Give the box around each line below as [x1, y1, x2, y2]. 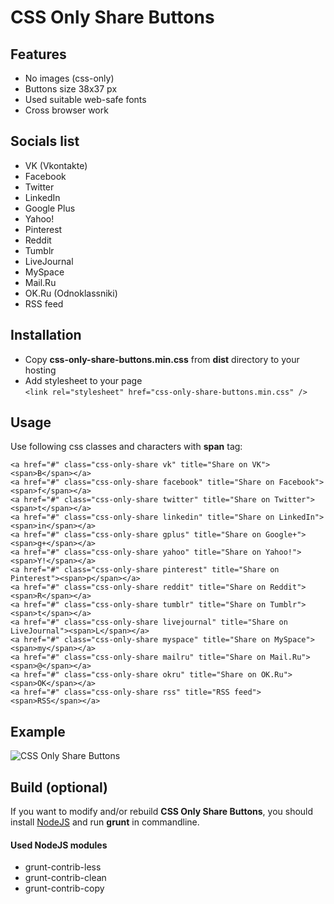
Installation [10, 327, 82, 344]
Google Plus [24, 202, 76, 214]
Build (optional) [10, 779, 108, 796]
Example [10, 723, 66, 740]
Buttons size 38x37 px [24, 83, 118, 95]
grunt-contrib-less [24, 861, 102, 873]
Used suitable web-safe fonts [24, 94, 147, 105]
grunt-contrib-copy [24, 882, 105, 895]
